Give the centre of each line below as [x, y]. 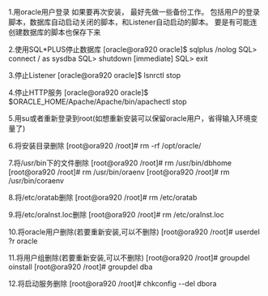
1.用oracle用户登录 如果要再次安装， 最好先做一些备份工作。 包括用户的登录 [134, 12]
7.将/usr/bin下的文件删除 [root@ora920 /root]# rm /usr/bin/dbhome [120, 163]
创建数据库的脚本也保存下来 [55, 32]
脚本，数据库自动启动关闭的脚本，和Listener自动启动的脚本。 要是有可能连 [133, 22]
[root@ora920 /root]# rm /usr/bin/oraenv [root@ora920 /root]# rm [119, 172]
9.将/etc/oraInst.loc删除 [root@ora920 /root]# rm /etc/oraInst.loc [116, 214]
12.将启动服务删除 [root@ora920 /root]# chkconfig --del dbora [113, 283]
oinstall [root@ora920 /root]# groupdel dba [81, 267]
